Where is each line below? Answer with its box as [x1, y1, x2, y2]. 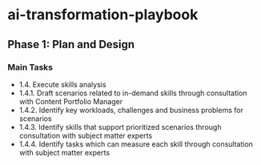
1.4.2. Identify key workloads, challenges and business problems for [18, 105, 243, 115]
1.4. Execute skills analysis [18, 79, 106, 89]
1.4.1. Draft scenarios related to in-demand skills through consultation [18, 88, 247, 98]
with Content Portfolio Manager [18, 96, 123, 106]
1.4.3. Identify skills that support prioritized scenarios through [18, 122, 222, 131]
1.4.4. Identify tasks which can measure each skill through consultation [18, 139, 254, 149]
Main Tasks [7, 62, 54, 73]
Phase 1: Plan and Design [7, 38, 135, 51]
